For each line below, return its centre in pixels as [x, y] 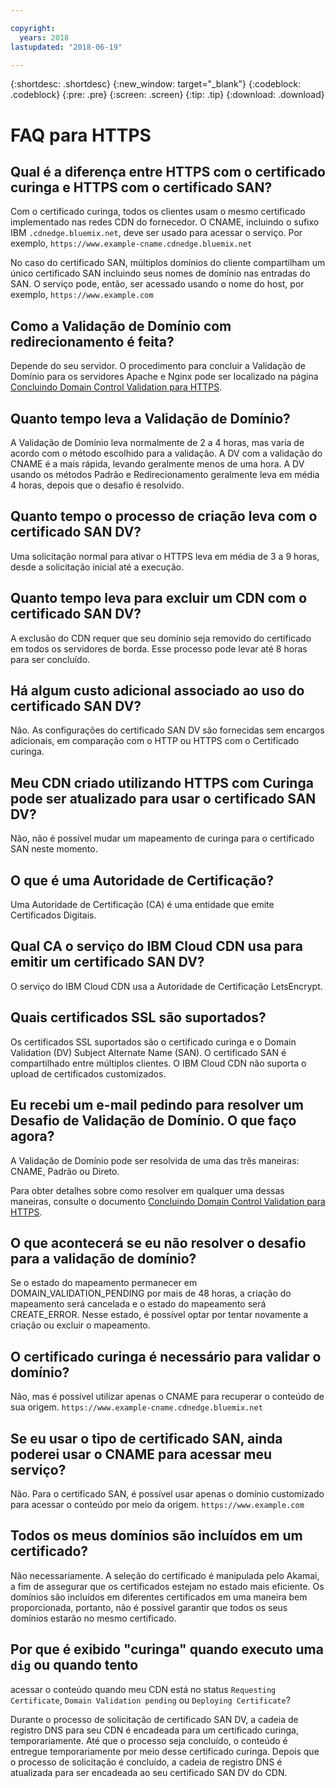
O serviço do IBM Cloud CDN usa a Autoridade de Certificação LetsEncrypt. [166, 986]
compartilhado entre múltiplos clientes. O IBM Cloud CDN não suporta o [158, 1063]
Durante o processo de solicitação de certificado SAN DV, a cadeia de [154, 1719]
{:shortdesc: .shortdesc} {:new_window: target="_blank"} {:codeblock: [156, 84]
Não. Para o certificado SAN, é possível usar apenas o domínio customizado [167, 1493]
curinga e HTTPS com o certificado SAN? [141, 187]
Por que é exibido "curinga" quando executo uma [167, 1649]
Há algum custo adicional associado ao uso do [157, 691]
